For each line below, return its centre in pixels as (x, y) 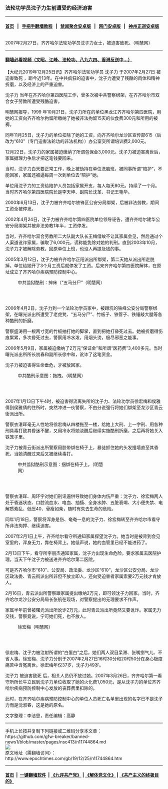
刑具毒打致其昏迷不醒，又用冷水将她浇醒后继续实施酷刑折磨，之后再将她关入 (84, 430)
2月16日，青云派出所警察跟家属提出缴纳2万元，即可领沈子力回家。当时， (80, 593)
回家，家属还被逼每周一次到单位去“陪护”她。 (55, 175)
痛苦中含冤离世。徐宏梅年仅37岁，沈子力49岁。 (54, 665)
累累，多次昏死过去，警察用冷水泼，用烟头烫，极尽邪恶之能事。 (75, 337)
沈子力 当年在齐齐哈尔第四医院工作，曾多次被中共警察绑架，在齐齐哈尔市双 (82, 95)
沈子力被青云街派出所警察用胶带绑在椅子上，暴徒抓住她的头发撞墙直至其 (79, 447)
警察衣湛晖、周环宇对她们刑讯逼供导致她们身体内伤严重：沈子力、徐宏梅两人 (84, 496)
